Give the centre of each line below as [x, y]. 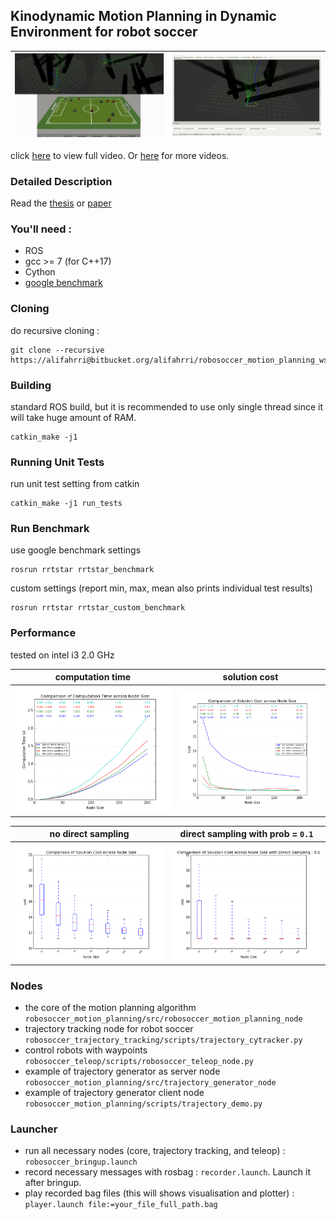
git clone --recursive [57, 350]
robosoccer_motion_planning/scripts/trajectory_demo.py [143, 1104]
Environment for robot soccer [104, 32]
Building [31, 385]
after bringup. [53, 1183]
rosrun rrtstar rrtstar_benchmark [82, 570]
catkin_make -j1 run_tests [66, 504]
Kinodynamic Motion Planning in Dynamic [143, 16]
